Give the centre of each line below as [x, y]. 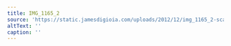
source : [18, 20]
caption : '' [24, 32]
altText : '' [24, 26]
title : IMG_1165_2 [33, 13]
